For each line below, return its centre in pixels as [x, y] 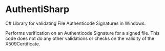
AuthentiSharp [37, 9]
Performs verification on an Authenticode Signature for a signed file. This [82, 33]
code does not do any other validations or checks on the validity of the [80, 38]
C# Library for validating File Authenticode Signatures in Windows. [76, 23]
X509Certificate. [23, 43]
